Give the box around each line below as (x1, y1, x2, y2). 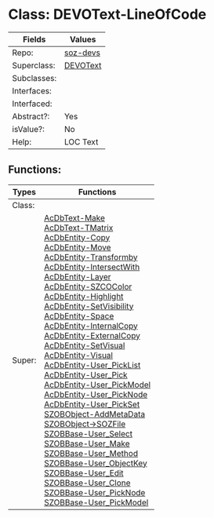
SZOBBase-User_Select (44, 428, 133, 439)
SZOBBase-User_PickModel (44, 497, 149, 508)
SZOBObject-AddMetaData (44, 408, 146, 419)
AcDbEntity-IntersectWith (44, 261, 140, 272)
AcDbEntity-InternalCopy (44, 320, 139, 331)
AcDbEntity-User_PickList (44, 359, 141, 370)
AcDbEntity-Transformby (44, 251, 138, 262)
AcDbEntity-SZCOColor (44, 281, 132, 292)
